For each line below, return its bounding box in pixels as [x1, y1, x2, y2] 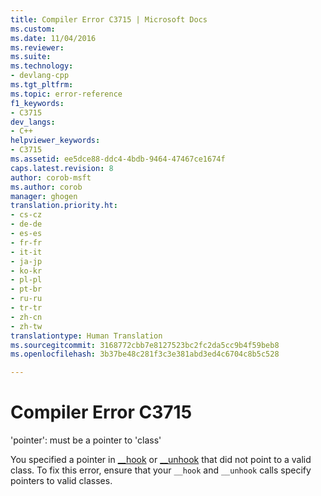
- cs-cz [10, 210, 43, 220]
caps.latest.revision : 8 [10, 163, 114, 173]
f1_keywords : [10, 98, 65, 108]
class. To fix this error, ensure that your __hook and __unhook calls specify [10, 464, 312, 476]
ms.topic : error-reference [10, 89, 123, 99]
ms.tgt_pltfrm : [10, 80, 74, 90]
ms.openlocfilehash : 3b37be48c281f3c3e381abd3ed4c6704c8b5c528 [10, 349, 280, 360]
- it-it [10, 247, 43, 257]
